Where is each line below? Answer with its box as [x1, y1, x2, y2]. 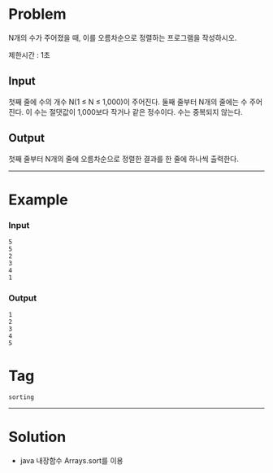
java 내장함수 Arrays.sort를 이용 [19, 456, 123, 466]
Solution [8, 428, 67, 446]
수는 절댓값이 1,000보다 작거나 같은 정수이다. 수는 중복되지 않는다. [33, 107, 243, 116]
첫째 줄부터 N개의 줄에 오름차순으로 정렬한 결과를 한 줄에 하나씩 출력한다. [8, 154, 240, 164]
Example [8, 191, 68, 208]
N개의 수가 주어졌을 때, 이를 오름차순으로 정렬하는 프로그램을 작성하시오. [8, 33, 237, 42]
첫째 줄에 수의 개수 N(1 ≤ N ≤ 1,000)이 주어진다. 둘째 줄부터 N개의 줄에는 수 [8, 97, 248, 107]
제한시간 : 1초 [8, 50, 51, 59]
